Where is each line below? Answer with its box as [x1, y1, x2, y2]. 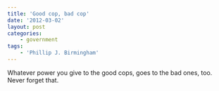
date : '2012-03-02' [7, 17, 65, 24]
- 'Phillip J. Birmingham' [20, 50, 99, 57]
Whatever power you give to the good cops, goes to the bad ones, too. [7, 68, 213, 77]
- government [20, 36, 58, 43]
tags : [7, 43, 23, 50]
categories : [7, 29, 42, 37]
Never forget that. [7, 76, 59, 84]
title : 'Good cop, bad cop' [7, 10, 90, 17]
